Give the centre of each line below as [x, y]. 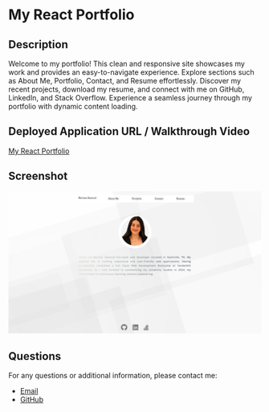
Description [38, 45]
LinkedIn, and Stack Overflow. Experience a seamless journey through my [130, 98]
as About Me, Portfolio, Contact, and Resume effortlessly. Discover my [125, 81]
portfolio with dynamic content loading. [73, 106]
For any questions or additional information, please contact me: [113, 375]
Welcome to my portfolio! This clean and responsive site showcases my [126, 63]
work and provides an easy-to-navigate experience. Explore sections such [131, 72]
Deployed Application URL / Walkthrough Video [129, 131]
